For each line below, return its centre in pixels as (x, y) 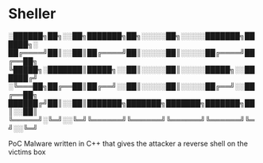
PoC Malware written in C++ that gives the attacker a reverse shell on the (128, 143)
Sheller (32, 14)
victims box (27, 152)
